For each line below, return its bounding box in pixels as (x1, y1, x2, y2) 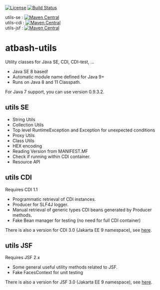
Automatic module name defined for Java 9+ (12, 74, 105, 80)
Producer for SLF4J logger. (12, 201, 69, 207)
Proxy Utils (12, 132, 35, 138)
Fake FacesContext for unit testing (12, 270, 83, 276)
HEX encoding (12, 143, 42, 149)
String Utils (12, 116, 36, 122)
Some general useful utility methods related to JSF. (12, 264, 118, 270)
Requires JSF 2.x (5, 255, 40, 261)
